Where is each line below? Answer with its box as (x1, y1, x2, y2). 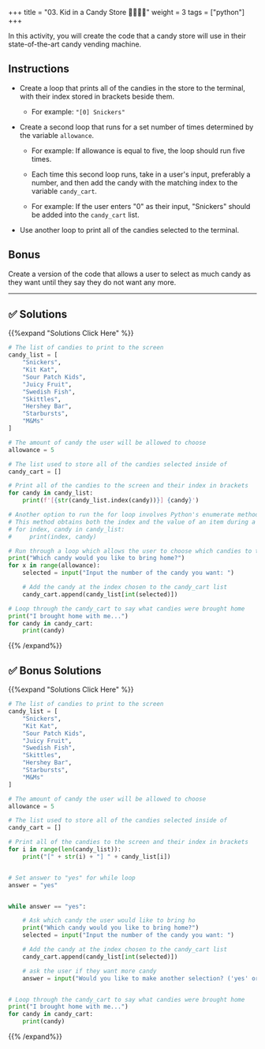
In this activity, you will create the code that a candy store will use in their (8, 32, 246, 40)
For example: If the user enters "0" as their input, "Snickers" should (31, 201, 251, 211)
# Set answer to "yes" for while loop (8, 874, 136, 882)
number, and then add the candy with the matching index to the (31, 177, 238, 187)
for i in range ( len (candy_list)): (8, 846, 122, 853)
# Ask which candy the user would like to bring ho (22, 916, 196, 924)
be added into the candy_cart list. (31, 210, 140, 219)
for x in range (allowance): (8, 562, 101, 569)
